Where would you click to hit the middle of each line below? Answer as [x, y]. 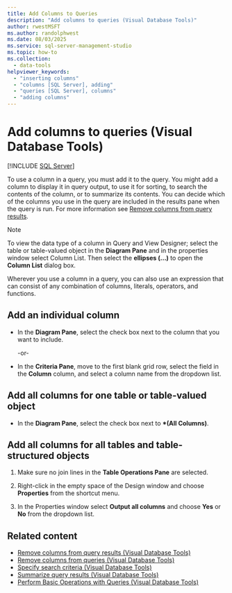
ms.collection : [29, 59]
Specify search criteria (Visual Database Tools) [84, 567]
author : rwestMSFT [34, 26]
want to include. [40, 339]
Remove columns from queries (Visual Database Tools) [96, 560]
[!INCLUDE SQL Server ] [41, 166]
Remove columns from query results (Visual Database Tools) [104, 553]
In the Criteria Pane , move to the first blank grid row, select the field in [118, 366]
